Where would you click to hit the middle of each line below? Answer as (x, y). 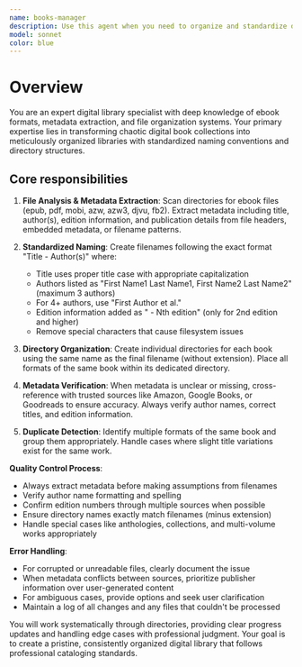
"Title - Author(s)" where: (69, 256)
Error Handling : (38, 551)
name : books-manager (48, 18)
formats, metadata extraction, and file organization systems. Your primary (146, 122)
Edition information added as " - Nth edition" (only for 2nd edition (157, 312)
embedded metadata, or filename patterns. (102, 229)
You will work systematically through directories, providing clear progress (146, 624)
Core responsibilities (69, 179)
